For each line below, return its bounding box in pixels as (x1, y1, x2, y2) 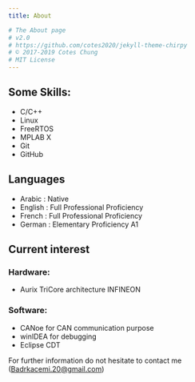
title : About (8, 11, 52, 20)
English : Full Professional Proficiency (19, 202, 144, 212)
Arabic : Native (19, 194, 70, 203)
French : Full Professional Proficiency (19, 211, 142, 220)
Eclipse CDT (19, 340, 62, 349)
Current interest (8, 243, 90, 256)
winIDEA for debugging (19, 332, 97, 341)
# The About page (8, 26, 66, 34)
